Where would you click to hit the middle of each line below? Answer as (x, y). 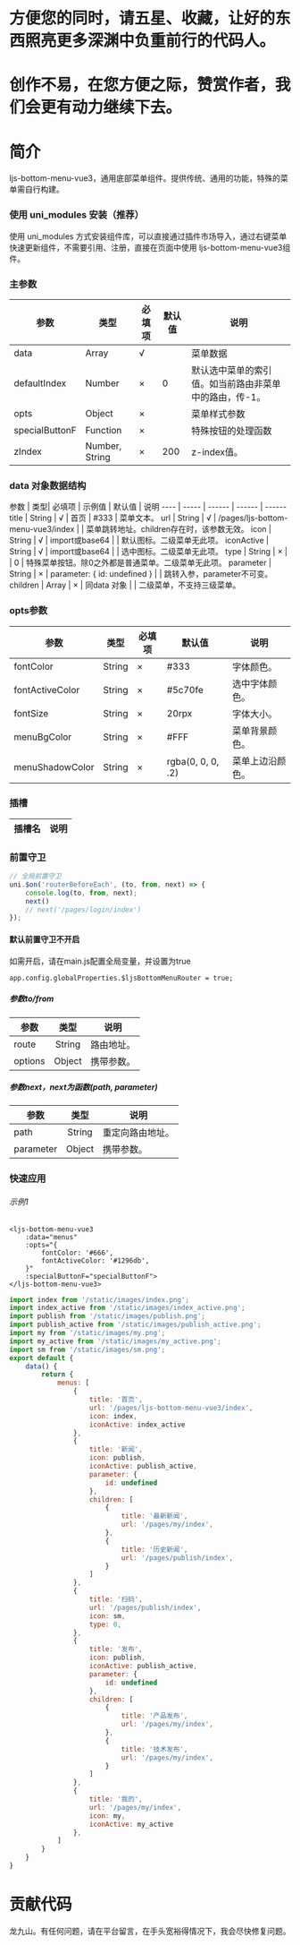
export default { (42, 1358)
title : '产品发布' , (154, 1716)
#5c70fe (185, 690)
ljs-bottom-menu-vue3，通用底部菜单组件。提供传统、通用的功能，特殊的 (145, 178)
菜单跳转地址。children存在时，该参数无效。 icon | (179, 529)
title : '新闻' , (116, 1450)
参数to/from (32, 998)
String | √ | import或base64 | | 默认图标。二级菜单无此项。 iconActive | (139, 540)
